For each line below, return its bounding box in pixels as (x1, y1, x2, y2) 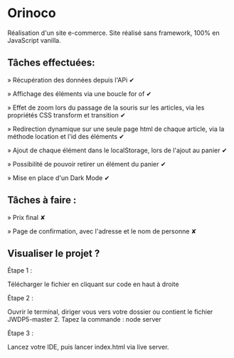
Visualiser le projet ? (7, 247, 100, 259)
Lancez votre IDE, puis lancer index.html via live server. (7, 343, 169, 352)
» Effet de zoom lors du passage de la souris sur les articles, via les (7, 103, 205, 112)
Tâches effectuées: (7, 57, 95, 69)
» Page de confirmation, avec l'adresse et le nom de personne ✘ (7, 226, 197, 236)
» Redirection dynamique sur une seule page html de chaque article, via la (7, 125, 225, 133)
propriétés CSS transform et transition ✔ (7, 110, 126, 119)
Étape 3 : (7, 329, 34, 337)
